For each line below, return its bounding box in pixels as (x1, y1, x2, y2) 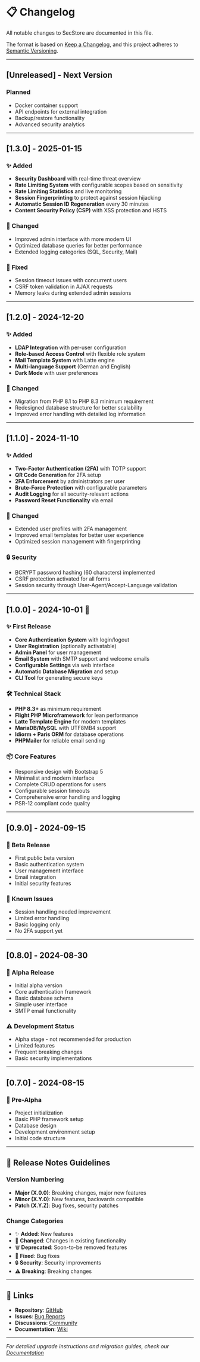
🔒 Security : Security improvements (14, 1259, 101, 1266)
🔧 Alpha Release (6, 968, 55, 976)
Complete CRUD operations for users (14, 781, 107, 788)
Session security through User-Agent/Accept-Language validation (14, 582, 177, 589)
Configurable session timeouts (14, 787, 90, 795)
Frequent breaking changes (14, 1048, 83, 1056)
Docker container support (14, 102, 79, 109)
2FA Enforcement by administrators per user (14, 477, 125, 485)
